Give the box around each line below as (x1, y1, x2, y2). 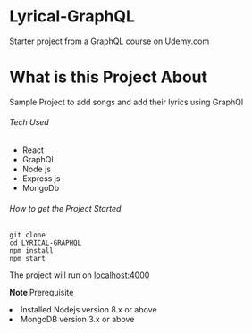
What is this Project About (9, 67, 208, 87)
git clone (9, 230, 46, 240)
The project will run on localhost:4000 (9, 270, 150, 280)
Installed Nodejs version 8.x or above (21, 304, 158, 315)
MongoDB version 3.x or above (21, 314, 135, 325)
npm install (9, 246, 54, 255)
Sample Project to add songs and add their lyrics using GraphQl (9, 96, 244, 107)
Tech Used (9, 117, 49, 128)
